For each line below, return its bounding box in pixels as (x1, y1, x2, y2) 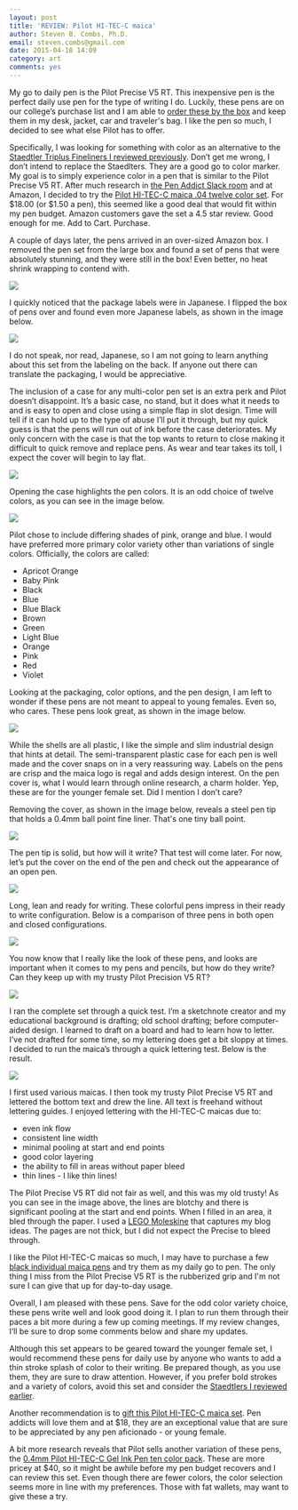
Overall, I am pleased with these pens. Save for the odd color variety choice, (9, 1297, 288, 1308)
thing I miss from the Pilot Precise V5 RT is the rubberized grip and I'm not (9, 1271, 280, 1281)
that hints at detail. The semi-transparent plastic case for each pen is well (9, 749, 278, 759)
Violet (21, 669, 44, 680)
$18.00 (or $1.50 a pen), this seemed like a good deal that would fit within (9, 198, 278, 209)
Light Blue (21, 631, 59, 642)
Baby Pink (21, 574, 59, 585)
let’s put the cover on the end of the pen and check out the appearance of (9, 856, 279, 867)
